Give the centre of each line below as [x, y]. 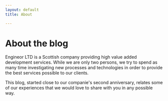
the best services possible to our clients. [47, 73]
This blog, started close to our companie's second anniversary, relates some [84, 83]
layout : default [22, 10]
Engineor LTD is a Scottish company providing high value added [71, 57]
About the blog [37, 43]
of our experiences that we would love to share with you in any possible [79, 88]
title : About [19, 14]
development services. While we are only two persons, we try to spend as [81, 62]
